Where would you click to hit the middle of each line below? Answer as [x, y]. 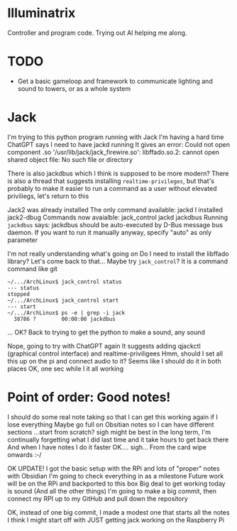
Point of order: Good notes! [89, 397]
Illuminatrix [42, 13]
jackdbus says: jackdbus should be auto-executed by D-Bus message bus [115, 224]
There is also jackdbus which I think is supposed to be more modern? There [118, 173]
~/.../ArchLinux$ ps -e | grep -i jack [66, 313]
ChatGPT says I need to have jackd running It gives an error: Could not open [119, 144]
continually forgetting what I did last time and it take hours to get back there [118, 439]
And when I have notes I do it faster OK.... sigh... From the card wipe [107, 447]
